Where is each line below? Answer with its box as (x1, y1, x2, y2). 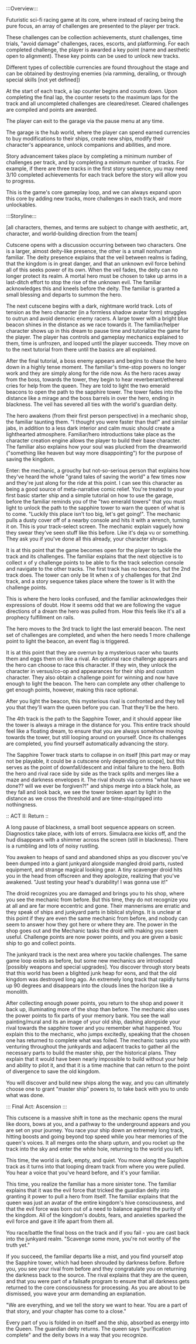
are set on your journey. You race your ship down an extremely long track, (6, 1127, 185, 1133)
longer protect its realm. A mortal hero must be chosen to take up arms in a (6, 273, 187, 280)
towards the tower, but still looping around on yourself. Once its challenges (6, 734, 187, 740)
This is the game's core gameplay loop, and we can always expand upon (6, 189, 181, 195)
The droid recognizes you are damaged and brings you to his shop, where (6, 890, 185, 897)
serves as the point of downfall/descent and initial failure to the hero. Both (6, 764, 184, 771)
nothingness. (6, 801, 38, 808)
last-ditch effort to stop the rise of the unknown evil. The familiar (6, 279, 161, 285)
